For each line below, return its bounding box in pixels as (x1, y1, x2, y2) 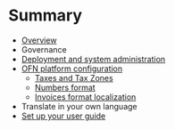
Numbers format (34, 82, 96, 93)
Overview (21, 35, 57, 45)
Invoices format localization (34, 91, 137, 102)
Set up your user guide (21, 110, 106, 121)
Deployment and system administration (21, 53, 166, 64)
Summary (8, 5, 82, 26)
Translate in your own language (21, 101, 137, 111)
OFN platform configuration (21, 63, 123, 74)
